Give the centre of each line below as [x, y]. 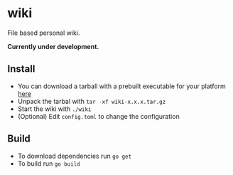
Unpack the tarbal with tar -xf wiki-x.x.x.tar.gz [92, 101]
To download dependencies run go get [75, 156]
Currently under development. [53, 46]
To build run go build [49, 163]
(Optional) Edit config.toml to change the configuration [98, 116]
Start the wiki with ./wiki [54, 109]
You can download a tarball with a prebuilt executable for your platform [121, 86]
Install [21, 69]
